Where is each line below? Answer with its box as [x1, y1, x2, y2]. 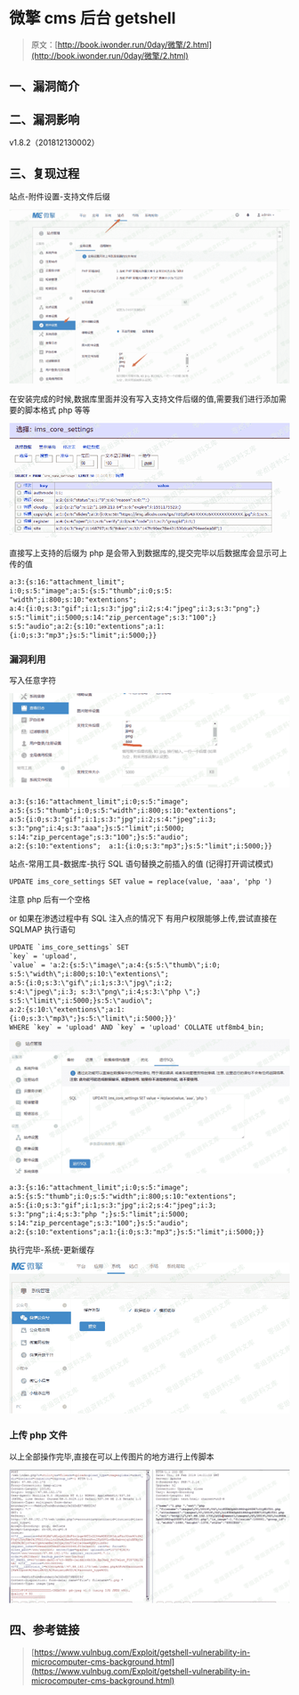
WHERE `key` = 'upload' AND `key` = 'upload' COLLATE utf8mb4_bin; [9, 1022, 265, 1032]
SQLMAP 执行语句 [9, 924, 76, 934]
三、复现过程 [9, 165, 80, 181]
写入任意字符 [9, 675, 56, 686]
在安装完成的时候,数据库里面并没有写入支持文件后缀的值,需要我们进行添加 [9, 393, 279, 405]
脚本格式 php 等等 [24, 405, 91, 416]
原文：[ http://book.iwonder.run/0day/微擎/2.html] [30, 39, 212, 50]
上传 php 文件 [9, 1429, 68, 1441]
